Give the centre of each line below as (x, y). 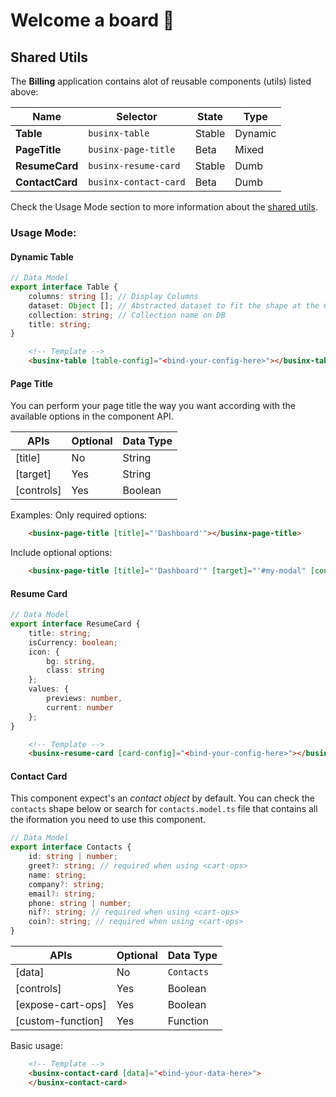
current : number (80, 707)
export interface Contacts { (71, 847)
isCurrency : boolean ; (73, 642)
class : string (75, 670)
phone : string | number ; (80, 903)
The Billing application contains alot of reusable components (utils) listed (161, 81)
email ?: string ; (62, 894)
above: (24, 92)
